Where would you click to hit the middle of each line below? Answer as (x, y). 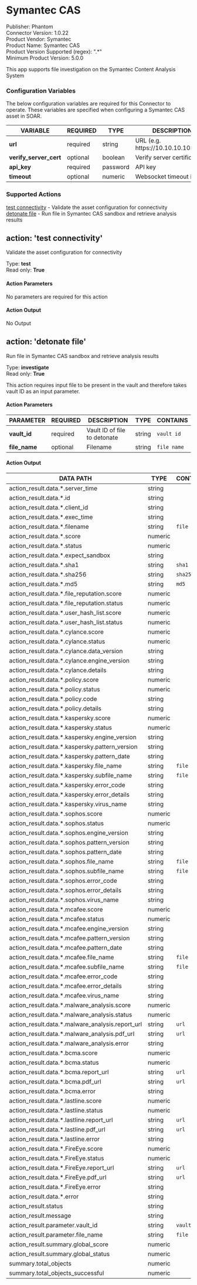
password (116, 167)
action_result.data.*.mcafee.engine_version (69, 928)
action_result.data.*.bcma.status (54, 1062)
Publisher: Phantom (30, 27)
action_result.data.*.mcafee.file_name (62, 957)
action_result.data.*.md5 (43, 584)
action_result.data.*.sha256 (48, 574)
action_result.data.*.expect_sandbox (60, 555)
